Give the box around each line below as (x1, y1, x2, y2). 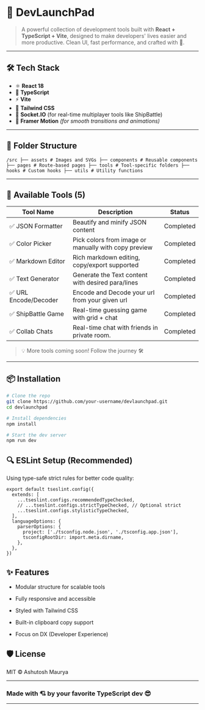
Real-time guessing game (72, 306, 148, 314)
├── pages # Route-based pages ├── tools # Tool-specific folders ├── (6, 162, 190, 168)
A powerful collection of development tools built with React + (21, 26, 176, 33)
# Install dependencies (6, 415, 67, 421)
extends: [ (12, 491, 40, 498)
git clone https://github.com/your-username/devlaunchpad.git (6, 399, 168, 405)
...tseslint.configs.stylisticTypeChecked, (17, 508, 130, 514)
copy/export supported (72, 261, 139, 269)
